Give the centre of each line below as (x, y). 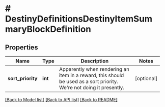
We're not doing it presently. (92, 87)
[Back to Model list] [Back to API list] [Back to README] (61, 100)
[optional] (146, 78)
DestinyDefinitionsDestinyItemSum (79, 19)
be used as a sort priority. (89, 81)
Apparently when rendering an (94, 69)
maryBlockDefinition (48, 29)
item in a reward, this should (92, 75)
